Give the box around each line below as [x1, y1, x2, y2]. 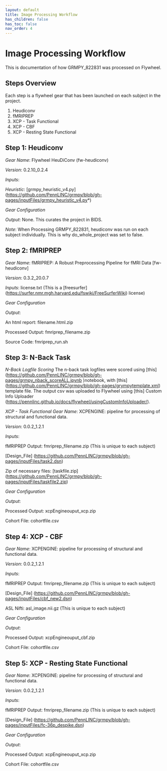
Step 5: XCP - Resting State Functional [5, 659, 128, 668]
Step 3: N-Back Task [5, 353, 71, 362]
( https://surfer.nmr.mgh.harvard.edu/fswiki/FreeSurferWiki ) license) [5, 290, 145, 296]
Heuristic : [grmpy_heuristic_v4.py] [5, 186, 76, 192]
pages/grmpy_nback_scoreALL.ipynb [5, 377, 82, 383]
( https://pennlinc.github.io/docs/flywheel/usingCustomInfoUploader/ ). [5, 399, 150, 405]
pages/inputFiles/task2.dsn [5, 458, 62, 464]
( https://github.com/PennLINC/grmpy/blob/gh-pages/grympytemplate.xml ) [5, 382, 161, 389]
